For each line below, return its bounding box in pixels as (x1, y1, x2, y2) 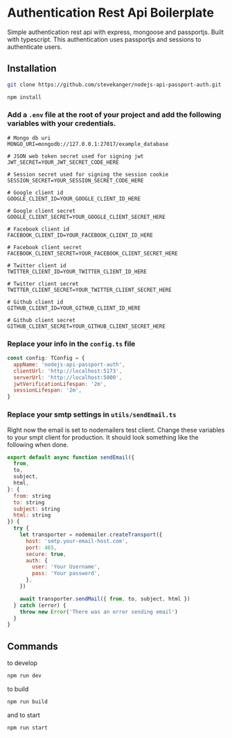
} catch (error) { (13, 602, 67, 609)
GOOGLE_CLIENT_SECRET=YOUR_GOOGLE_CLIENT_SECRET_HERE (7, 213, 166, 220)
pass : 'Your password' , (32, 570, 100, 577)
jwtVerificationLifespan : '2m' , (13, 380, 107, 387)
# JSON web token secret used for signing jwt (7, 153, 144, 160)
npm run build (7, 698, 48, 705)
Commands (7, 640, 59, 652)
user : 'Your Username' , (32, 564, 100, 571)
